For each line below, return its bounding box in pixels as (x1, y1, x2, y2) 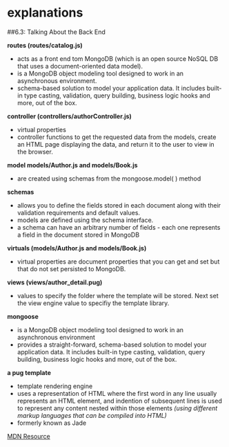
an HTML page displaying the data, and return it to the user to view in (17, 140, 215, 148)
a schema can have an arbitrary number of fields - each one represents (17, 223, 221, 231)
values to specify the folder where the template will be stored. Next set (17, 291, 219, 300)
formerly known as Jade (17, 419, 87, 427)
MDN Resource (7, 432, 50, 440)
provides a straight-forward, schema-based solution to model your (17, 340, 207, 349)
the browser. (17, 147, 53, 156)
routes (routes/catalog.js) (7, 41, 83, 49)
